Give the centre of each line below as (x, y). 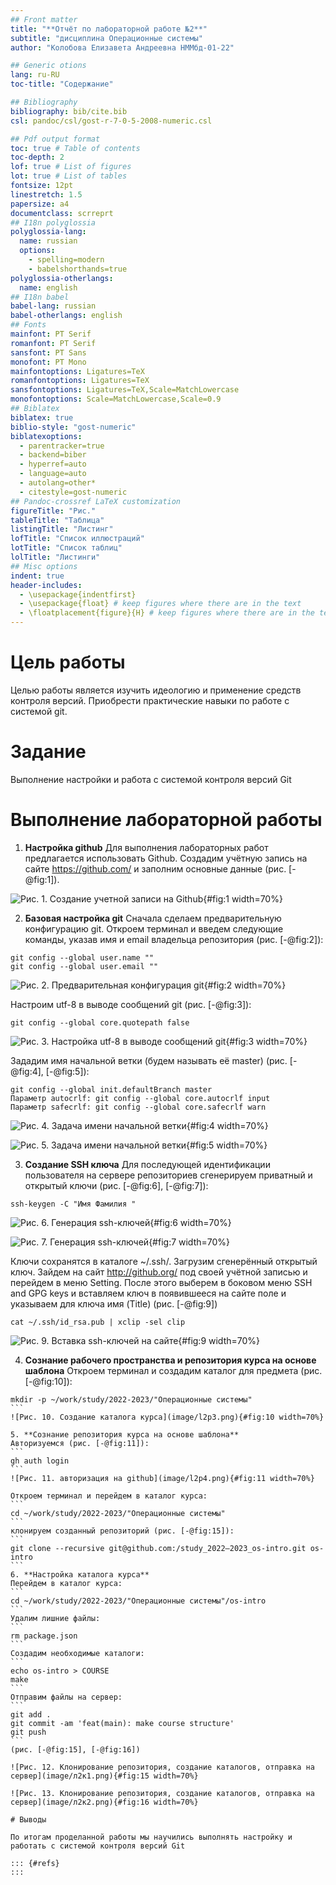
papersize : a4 (40, 204)
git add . (31, 1714)
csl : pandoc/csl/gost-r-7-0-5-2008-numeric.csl (111, 121)
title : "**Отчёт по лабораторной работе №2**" (109, 29)
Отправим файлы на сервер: (66, 1697)
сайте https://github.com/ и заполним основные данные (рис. (155, 868)
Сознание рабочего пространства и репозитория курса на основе (170, 1360)
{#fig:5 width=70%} (227, 1145)
